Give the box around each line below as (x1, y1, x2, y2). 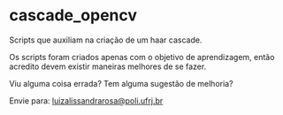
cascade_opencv (9, 5, 138, 26)
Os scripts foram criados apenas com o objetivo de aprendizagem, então (9, 51, 275, 62)
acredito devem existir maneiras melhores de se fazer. (9, 61, 207, 72)
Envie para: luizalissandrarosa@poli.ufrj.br (9, 95, 164, 106)
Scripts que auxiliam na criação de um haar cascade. (9, 34, 203, 45)
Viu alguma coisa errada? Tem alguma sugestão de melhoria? (9, 78, 233, 88)
